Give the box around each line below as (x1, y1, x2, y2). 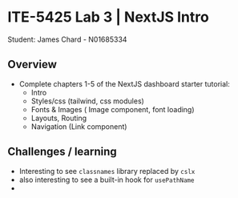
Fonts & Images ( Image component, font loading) (30, 104, 195, 114)
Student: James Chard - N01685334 (7, 34, 127, 44)
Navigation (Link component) (30, 121, 127, 131)
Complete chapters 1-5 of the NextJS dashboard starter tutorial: (18, 79, 230, 88)
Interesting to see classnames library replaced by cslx (18, 166, 196, 176)
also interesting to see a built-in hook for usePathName (18, 175, 195, 184)
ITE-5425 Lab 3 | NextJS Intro (7, 8, 209, 26)
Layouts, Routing (30, 113, 87, 123)
